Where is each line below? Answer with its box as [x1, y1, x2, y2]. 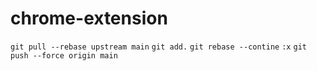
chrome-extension [10, 7, 168, 30]
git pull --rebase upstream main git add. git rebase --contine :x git [10, 42, 307, 52]
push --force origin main [10, 50, 118, 61]
